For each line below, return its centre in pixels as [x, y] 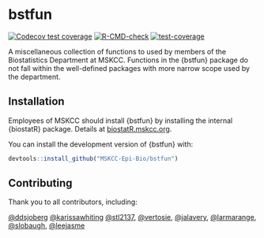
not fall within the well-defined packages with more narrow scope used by [129, 68]
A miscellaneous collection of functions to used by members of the [117, 51]
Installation [36, 101]
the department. [34, 76]
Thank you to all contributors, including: [73, 202]
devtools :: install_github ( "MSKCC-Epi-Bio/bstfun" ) [93, 158]
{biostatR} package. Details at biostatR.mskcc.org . [90, 128]
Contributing [40, 183]
